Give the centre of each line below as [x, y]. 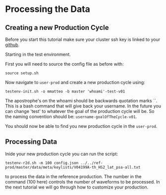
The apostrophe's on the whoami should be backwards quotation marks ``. [81, 101]
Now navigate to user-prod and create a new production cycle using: [75, 82]
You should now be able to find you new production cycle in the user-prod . [81, 126]
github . [12, 45]
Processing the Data [48, 9]
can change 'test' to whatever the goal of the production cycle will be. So [80, 111]
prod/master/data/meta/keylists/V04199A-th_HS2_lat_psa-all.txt [73, 167]
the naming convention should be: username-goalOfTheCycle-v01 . [71, 116]
